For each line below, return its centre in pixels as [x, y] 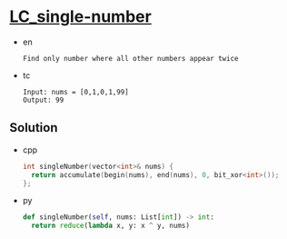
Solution [34, 128]
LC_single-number [80, 17]
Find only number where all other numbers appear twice [130, 58]
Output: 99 [43, 100]
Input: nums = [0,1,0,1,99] [75, 92]
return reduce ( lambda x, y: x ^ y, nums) [111, 226]
